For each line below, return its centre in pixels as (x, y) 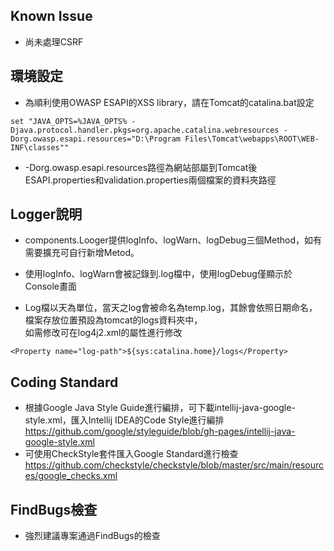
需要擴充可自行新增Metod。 (82, 253)
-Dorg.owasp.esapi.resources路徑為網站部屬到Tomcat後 (141, 167)
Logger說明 (46, 214)
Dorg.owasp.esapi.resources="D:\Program (96, 139)
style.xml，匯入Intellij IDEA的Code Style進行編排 (124, 420)
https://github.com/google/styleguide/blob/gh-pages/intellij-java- (160, 431)
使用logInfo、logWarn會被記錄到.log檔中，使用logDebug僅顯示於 (158, 274)
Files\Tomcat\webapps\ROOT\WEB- (252, 139)
